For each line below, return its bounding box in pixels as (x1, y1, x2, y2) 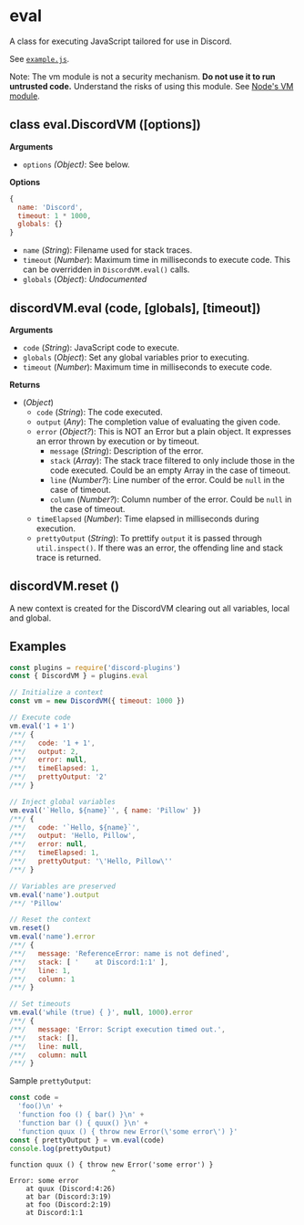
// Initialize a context (9, 688, 104, 697)
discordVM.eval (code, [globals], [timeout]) (9, 300, 261, 316)
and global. (9, 612, 52, 623)
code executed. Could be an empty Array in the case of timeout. (49, 465, 291, 476)
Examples (9, 639, 66, 654)
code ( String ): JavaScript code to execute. (22, 341, 180, 352)
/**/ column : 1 (9, 974, 76, 984)
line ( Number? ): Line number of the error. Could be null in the (49, 474, 285, 485)
